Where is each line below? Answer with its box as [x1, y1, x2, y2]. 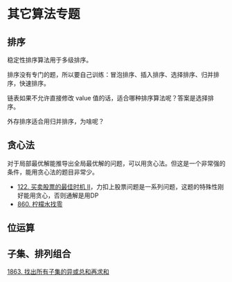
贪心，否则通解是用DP [35, 191, 99, 200]
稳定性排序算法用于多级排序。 [7, 56, 92, 64]
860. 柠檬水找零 [17, 200, 63, 208]
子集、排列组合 [7, 247, 71, 260]
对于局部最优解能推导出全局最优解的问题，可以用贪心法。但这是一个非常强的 [7, 159, 226, 167]
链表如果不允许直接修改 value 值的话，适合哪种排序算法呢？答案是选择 [7, 94, 208, 102]
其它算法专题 [7, 6, 81, 22]
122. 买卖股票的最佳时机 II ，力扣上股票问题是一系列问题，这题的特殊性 [17, 182, 218, 191]
